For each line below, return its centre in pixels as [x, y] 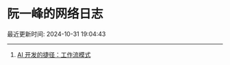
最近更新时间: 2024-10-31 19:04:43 [56, 34]
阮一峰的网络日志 [55, 14]
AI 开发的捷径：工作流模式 [54, 54]
